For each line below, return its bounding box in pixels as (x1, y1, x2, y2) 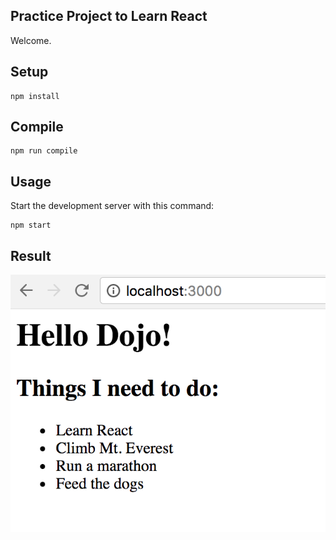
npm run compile (10, 146, 78, 156)
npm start (10, 220, 52, 231)
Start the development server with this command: (10, 200, 215, 212)
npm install (10, 91, 60, 101)
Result (10, 247, 52, 264)
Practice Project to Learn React (10, 8, 208, 25)
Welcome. (10, 34, 52, 46)
